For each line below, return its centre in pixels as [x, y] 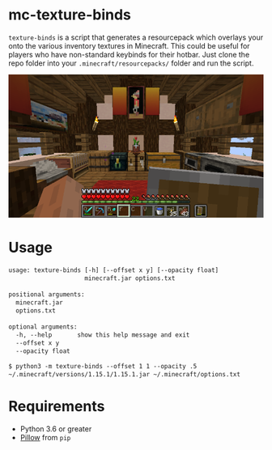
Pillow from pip [45, 438]
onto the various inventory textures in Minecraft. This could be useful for [129, 45]
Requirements [57, 407]
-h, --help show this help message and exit [103, 335]
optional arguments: [43, 327]
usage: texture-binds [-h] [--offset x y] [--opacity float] [114, 270]
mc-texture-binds [70, 15]
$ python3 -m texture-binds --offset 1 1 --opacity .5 [103, 367]
